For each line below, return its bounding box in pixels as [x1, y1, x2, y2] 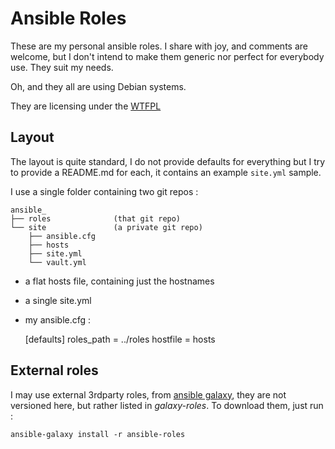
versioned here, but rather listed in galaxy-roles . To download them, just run [10, 399, 324, 411]
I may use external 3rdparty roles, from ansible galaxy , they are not [10, 388, 287, 401]
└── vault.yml [28, 257, 87, 267]
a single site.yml [24, 294, 92, 306]
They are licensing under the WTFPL [10, 100, 162, 112]
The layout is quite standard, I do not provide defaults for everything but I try [10, 155, 326, 167]
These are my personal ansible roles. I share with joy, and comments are [10, 40, 308, 52]
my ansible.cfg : [24, 313, 92, 326]
